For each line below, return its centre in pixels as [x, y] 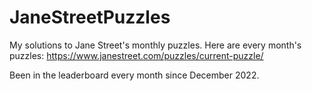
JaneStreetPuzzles [90, 17]
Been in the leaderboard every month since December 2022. [134, 75]
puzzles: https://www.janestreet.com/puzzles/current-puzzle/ [136, 55]
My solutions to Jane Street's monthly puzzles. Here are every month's [155, 45]
